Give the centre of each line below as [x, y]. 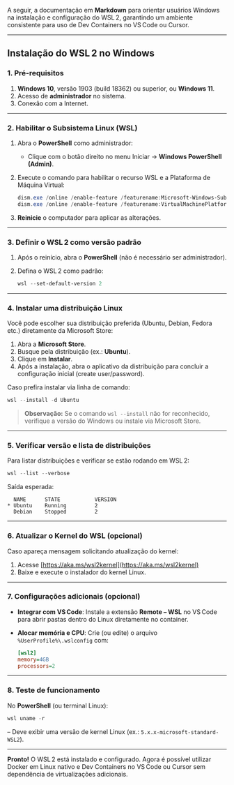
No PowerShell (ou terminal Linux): [58, 705]
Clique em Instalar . [45, 359]
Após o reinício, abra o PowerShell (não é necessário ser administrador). [122, 257]
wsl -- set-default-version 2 [60, 284]
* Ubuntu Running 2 [53, 506]
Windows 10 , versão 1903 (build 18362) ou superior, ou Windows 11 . [116, 88]
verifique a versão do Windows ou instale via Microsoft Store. [112, 421]
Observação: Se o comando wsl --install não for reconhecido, [117, 414]
